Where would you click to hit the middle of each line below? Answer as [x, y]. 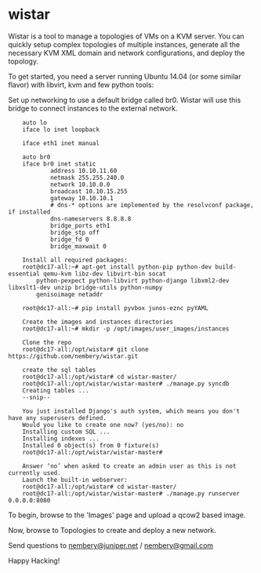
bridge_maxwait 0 [78, 246]
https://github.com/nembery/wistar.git [73, 356]
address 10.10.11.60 [83, 170]
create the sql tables [59, 370]
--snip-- [36, 397]
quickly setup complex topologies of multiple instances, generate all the [124, 44]
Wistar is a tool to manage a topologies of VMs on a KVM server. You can [126, 36]
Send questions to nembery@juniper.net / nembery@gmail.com [111, 545]
